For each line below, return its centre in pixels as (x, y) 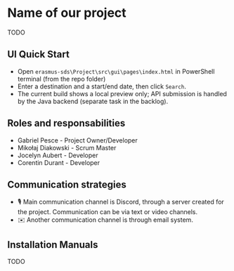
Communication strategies (67, 184)
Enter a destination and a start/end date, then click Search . (102, 86)
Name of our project (67, 13)
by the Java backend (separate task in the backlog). (93, 101)
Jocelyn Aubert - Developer (58, 155)
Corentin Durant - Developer (59, 162)
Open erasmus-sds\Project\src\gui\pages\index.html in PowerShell (116, 71)
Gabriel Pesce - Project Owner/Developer (78, 140)
